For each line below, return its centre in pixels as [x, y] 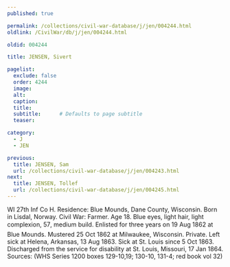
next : [15, 177]
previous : [21, 158]
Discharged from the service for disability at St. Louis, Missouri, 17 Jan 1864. [115, 248]
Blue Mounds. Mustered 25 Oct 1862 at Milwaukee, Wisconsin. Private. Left [114, 234]
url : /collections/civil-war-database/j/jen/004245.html [96, 190]
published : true [30, 13]
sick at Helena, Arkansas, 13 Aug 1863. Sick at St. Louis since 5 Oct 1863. [111, 242]
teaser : [24, 121]
